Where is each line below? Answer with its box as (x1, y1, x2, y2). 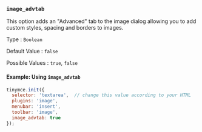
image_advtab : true (12, 114, 61, 120)
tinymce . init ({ (6, 87, 45, 93)
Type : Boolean (6, 36, 42, 43)
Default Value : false (6, 48, 58, 55)
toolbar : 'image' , (12, 109, 59, 115)
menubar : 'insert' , (12, 104, 61, 110)
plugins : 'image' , (12, 98, 59, 104)
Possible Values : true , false (6, 59, 78, 67)
